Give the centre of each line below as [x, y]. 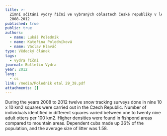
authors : [14, 33]
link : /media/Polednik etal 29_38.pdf [45, 83]
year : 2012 [16, 70]
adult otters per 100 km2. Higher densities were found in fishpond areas [79, 118]
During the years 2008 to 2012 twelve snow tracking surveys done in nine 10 [83, 102]
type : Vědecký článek [28, 51]
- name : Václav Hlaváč [33, 46]
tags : [11, 56]
